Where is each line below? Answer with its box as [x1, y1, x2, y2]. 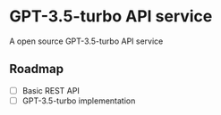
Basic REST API [21, 85, 81, 95]
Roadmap [9, 62, 64, 77]
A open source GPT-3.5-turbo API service [9, 36, 164, 46]
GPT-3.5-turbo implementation [21, 95, 136, 106]
